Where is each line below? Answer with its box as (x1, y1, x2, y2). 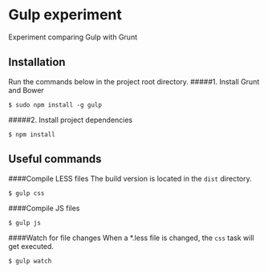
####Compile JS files (8, 203, 80, 213)
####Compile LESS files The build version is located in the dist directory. (8, 173, 252, 183)
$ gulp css (8, 189, 45, 198)
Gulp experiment (8, 6, 123, 24)
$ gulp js (8, 218, 42, 226)
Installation (8, 55, 66, 69)
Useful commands (8, 153, 102, 166)
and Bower (8, 85, 44, 95)
